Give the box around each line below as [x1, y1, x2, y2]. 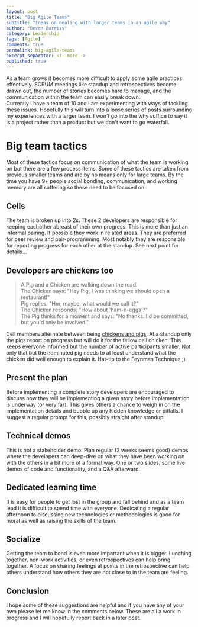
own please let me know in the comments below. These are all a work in [6, 608, 181, 615]
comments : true [6, 42, 44, 48]
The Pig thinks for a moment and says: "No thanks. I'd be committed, [20, 313, 189, 320]
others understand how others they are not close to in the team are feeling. [6, 569, 189, 576]
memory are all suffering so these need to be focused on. [6, 184, 146, 191]
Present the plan [6, 372, 68, 382]
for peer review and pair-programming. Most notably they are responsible [6, 236, 186, 243]
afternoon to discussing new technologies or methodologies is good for [6, 510, 180, 518]
